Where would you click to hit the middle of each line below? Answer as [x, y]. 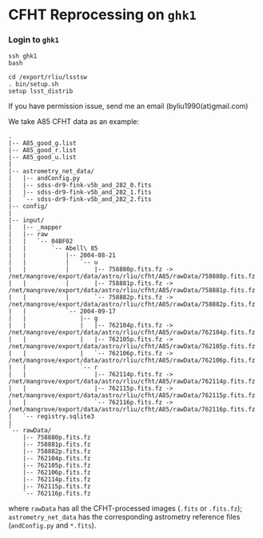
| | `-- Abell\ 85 [53, 249]
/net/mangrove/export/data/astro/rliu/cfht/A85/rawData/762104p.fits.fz [132, 333]
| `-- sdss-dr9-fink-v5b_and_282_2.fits [80, 199]
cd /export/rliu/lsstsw [48, 78]
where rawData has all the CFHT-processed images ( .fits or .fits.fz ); [125, 508]
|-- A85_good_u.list [43, 158]
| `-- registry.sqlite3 [51, 417]
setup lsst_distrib [41, 91]
